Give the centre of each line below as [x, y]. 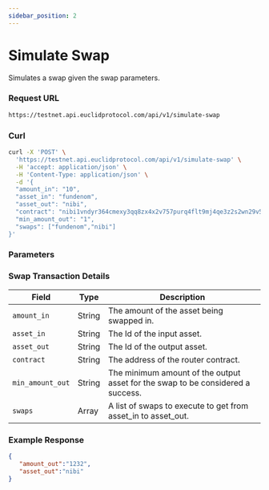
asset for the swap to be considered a [179, 383]
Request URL [34, 99]
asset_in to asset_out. [149, 415]
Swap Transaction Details [59, 276]
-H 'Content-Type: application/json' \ [82, 174]
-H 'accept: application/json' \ [71, 167]
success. [125, 392]
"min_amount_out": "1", [55, 219]
